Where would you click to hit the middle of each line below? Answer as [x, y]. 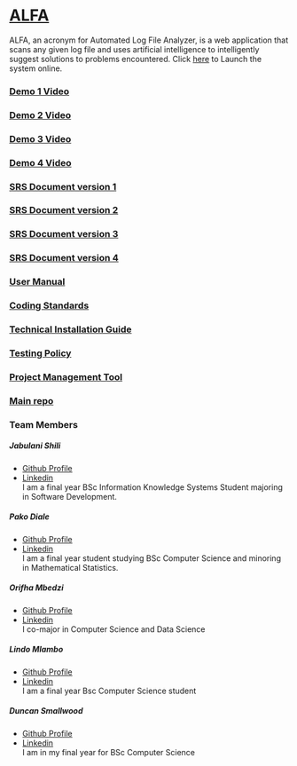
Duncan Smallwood [46, 711]
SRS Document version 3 [64, 234]
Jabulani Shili [35, 446]
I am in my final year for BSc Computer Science [108, 752]
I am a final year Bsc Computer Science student [109, 691]
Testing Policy [40, 353]
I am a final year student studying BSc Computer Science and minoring [152, 558]
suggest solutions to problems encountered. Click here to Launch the [136, 59]
